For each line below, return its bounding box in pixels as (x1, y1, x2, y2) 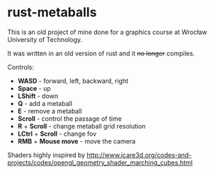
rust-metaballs (7, 4, 97, 21)
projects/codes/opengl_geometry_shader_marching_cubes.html (7, 158, 193, 167)
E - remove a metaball (17, 107, 82, 115)
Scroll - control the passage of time (17, 114, 122, 123)
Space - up (17, 84, 51, 92)
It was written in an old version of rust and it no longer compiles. (7, 49, 195, 58)
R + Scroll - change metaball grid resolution (17, 121, 146, 130)
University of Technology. (7, 35, 83, 43)
